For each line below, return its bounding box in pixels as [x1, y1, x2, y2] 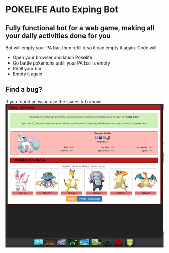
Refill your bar [12, 66, 42, 71]
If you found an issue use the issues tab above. [5, 98, 103, 104]
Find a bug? [5, 85, 43, 94]
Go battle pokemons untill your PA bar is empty [12, 60, 110, 66]
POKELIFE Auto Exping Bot [5, 4, 118, 15]
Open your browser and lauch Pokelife [12, 54, 92, 60]
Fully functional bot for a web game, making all [5, 24, 155, 32]
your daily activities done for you [5, 31, 111, 40]
